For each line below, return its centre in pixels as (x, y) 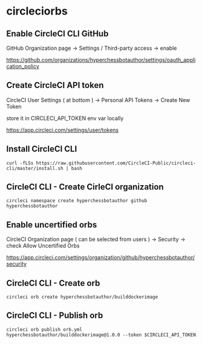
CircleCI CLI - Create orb (53, 283)
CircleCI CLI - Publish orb (55, 316)
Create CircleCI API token (55, 85)
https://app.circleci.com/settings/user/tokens (63, 130)
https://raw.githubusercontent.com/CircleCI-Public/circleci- (116, 163)
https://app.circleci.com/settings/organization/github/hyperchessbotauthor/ (101, 258)
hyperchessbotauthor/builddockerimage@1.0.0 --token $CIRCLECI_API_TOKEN (101, 335)
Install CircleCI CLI (42, 149)
